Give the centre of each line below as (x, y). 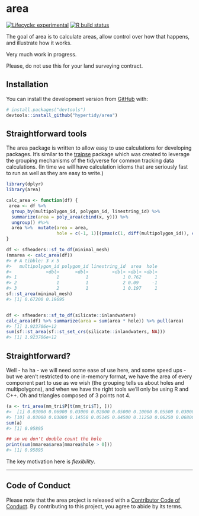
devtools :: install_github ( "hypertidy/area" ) (62, 115)
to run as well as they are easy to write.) (55, 173)
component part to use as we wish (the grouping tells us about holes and (95, 383)
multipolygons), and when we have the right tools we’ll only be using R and (97, 389)
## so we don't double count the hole (54, 439)
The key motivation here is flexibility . (51, 461)
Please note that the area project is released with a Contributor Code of (93, 500)
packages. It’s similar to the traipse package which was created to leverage (98, 154)
